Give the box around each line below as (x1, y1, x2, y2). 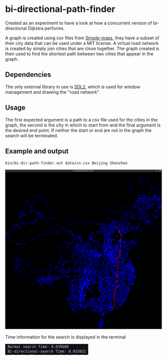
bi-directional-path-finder (5, 3, 115, 15)
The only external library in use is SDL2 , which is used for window (5, 84, 141, 90)
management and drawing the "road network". (5, 89, 100, 95)
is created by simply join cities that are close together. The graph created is (5, 45, 160, 51)
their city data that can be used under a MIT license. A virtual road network (5, 40, 159, 46)
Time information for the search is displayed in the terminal (5, 334, 126, 340)
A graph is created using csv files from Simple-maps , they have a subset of (5, 35, 160, 41)
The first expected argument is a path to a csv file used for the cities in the (5, 117, 158, 122)
